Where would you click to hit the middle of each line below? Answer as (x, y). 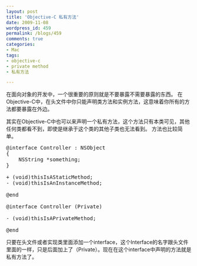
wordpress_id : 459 (29, 28)
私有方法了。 (21, 257)
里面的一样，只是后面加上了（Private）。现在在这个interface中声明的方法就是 (99, 250)
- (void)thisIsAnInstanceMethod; (54, 183)
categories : (21, 45)
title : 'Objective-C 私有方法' (43, 17)
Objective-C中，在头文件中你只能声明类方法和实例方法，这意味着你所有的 (96, 102)
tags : (13, 55)
